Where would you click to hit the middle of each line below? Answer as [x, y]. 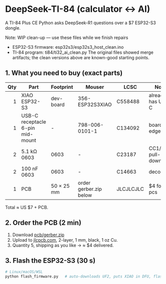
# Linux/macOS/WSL [24, 272]
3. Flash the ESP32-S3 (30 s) [50, 261]
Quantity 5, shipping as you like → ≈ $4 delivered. [63, 245]
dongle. [13, 28]
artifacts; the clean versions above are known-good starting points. [81, 57]
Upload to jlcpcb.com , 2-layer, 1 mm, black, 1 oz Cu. [65, 240]
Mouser [95, 87]
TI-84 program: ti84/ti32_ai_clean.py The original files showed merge [83, 52]
